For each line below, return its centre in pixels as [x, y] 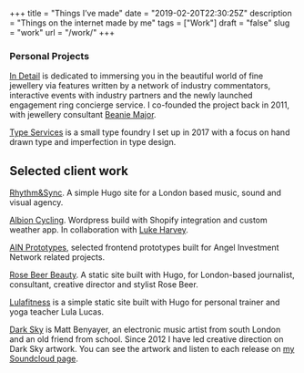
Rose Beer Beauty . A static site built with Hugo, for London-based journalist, [152, 275]
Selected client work [69, 171]
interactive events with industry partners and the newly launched [131, 96]
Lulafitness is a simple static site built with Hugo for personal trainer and [145, 302]
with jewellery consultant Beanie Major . [83, 115]
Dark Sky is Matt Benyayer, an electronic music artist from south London [145, 330]
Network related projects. [57, 257]
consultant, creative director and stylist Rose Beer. [104, 285]
